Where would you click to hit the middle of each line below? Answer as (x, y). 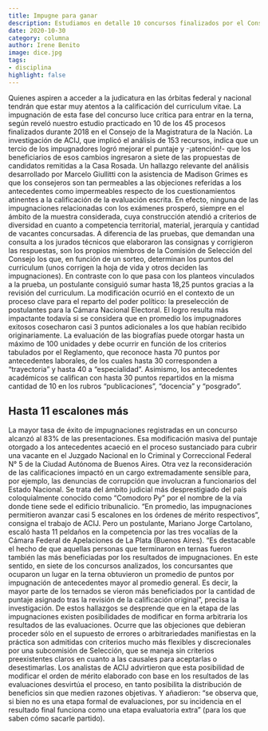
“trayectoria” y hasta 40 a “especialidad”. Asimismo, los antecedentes (123, 369)
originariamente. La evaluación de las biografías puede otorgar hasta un (126, 335)
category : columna (39, 38)
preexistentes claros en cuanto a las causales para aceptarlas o (113, 659)
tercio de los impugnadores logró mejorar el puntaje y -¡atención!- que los (130, 148)
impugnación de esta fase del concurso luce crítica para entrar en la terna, (131, 115)
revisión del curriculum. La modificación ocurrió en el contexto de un (122, 293)
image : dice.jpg (35, 53)
